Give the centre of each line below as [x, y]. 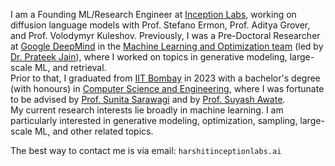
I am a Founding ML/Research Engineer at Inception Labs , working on [153, 14]
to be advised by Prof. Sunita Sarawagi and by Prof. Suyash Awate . [148, 99]
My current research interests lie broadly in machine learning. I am [147, 110]
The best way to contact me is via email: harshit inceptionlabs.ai [146, 150]
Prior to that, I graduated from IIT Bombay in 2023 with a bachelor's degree [165, 78]
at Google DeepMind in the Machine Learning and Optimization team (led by [167, 46]
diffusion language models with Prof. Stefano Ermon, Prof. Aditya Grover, [160, 25]
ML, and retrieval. [70, 67]
